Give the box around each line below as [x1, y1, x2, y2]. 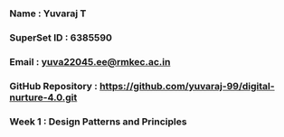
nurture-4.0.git [9, 91, 78, 104]
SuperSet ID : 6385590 [9, 31, 113, 43]
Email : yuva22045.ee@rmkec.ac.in [9, 55, 171, 68]
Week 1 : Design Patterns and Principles [9, 115, 187, 128]
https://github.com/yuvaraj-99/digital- [99, 79, 275, 92]
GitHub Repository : [9, 79, 98, 92]
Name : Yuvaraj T [9, 7, 87, 20]
